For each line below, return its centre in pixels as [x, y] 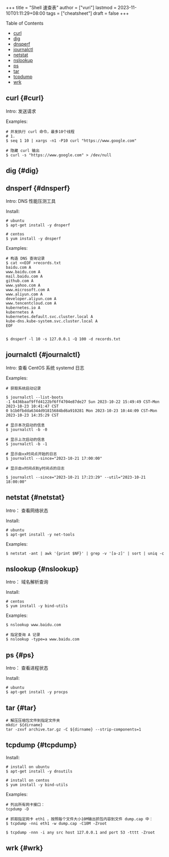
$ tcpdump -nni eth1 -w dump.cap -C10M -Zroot [56, 823]
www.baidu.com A [23, 272]
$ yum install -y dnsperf [33, 239]
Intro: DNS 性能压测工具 [31, 201]
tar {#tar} [21, 708]
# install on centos [28, 780]
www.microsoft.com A [28, 290]
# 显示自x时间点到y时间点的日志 [35, 468]
